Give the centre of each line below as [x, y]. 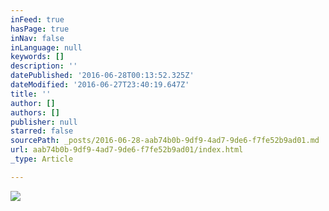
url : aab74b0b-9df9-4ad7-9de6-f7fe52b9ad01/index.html [127, 150]
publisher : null [44, 122]
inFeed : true [37, 19]
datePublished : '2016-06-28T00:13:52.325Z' [102, 76]
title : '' [31, 94]
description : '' [44, 66]
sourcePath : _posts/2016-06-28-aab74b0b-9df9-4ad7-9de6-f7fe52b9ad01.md [165, 141]
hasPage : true [40, 29]
